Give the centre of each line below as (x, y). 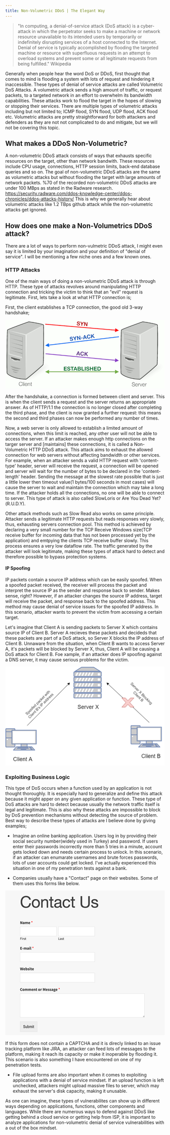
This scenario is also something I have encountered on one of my (73, 1059)
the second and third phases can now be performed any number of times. (82, 418)
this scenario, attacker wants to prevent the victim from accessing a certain (84, 612)
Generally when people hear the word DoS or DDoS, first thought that (78, 73)
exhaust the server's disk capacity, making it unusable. (70, 1091)
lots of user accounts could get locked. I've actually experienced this (84, 863)
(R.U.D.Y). (15, 503)
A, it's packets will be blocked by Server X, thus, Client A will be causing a (82, 649)
